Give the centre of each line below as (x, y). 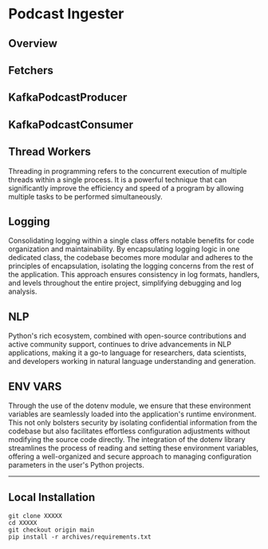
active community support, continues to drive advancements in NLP (120, 345)
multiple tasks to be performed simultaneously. (86, 196)
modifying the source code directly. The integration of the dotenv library (127, 439)
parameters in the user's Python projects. (77, 465)
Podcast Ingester (66, 14)
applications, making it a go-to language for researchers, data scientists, (128, 353)
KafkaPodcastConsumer (71, 124)
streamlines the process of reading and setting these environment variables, (134, 448)
